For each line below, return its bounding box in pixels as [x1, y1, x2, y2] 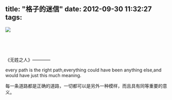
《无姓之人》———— [5, 57, 50, 63]
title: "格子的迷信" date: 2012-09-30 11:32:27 [5, 5, 152, 14]
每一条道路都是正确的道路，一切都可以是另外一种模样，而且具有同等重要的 [5, 83, 163, 89]
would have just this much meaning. [5, 72, 82, 78]
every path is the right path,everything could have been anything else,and [5, 67, 162, 73]
